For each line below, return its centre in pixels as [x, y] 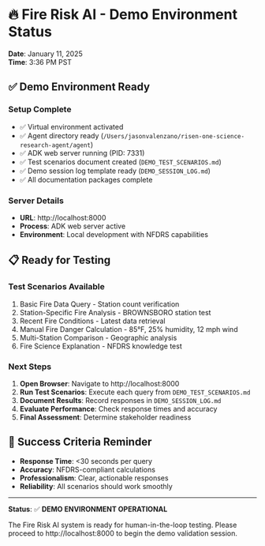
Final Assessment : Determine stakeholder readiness [105, 417]
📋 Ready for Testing [60, 260]
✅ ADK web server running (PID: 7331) [82, 153]
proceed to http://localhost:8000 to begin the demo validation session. [123, 533]
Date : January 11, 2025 [45, 54]
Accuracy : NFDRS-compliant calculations [88, 469]
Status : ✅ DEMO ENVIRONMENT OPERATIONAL [88, 509]
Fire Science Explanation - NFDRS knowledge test [101, 346]
